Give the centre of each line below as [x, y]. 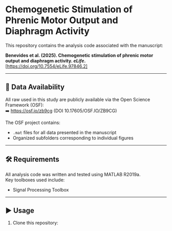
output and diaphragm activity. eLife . [46, 60]
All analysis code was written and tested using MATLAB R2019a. [73, 174]
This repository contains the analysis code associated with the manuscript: [84, 45]
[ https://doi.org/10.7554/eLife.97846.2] [47, 66]
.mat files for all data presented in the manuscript [64, 132]
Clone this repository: [35, 223]
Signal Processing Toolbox [41, 190]
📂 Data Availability [35, 87]
